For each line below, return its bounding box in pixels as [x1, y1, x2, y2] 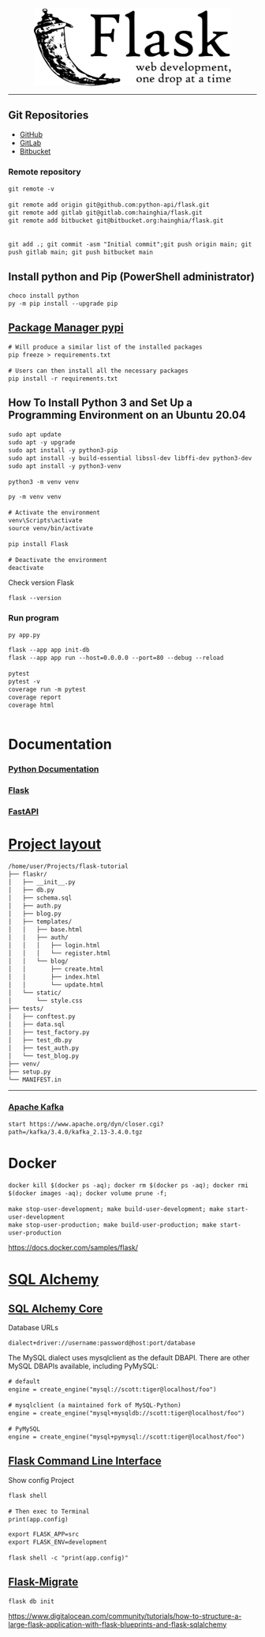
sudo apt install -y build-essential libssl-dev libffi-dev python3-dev [8, 454, 252, 462]
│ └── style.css [8, 997, 83, 1005]
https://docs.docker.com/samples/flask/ [8, 1243, 139, 1253]
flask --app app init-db [8, 646, 90, 654]
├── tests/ [8, 1005, 44, 1013]
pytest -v [8, 677, 41, 685]
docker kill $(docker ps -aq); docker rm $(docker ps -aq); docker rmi [8, 1182, 248, 1190]
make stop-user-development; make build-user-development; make [8, 1205, 224, 1213]
